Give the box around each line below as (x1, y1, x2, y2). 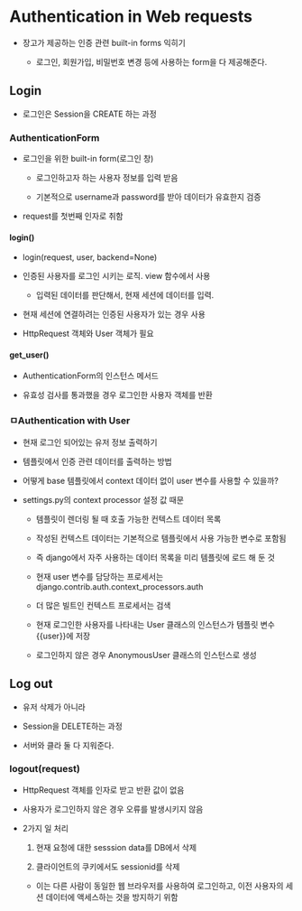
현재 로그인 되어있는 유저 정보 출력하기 (22, 436, 158, 448)
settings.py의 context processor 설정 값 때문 (22, 494, 185, 505)
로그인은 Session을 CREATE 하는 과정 (22, 108, 158, 119)
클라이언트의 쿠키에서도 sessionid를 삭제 (35, 860, 180, 872)
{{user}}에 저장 (35, 630, 91, 641)
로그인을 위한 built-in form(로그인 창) (22, 153, 154, 164)
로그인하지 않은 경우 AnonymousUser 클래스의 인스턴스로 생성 (35, 649, 257, 660)
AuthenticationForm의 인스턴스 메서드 (22, 370, 160, 381)
